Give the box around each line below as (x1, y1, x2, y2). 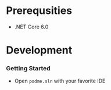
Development (6, 44, 73, 57)
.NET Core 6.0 (14, 23, 49, 30)
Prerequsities (6, 4, 73, 17)
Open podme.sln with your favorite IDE (14, 77, 106, 85)
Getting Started (6, 64, 51, 73)
